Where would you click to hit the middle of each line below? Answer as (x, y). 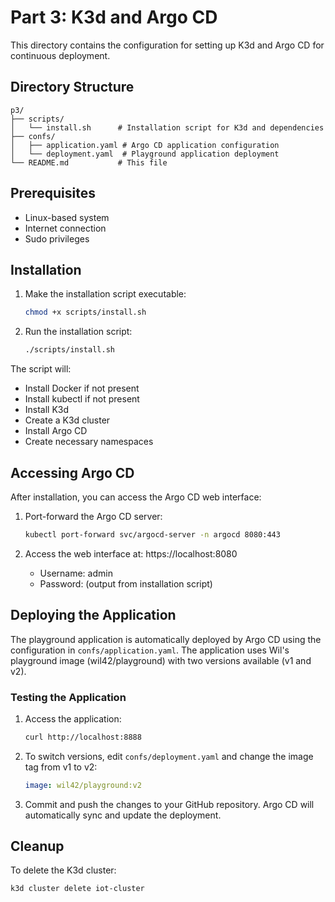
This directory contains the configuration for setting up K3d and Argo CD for (167, 45)
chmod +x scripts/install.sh (85, 312)
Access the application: (73, 718)
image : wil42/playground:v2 (83, 785)
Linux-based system (67, 217)
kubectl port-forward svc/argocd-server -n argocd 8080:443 (152, 534)
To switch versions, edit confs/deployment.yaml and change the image (169, 756)
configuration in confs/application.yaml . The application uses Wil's (150, 650)
